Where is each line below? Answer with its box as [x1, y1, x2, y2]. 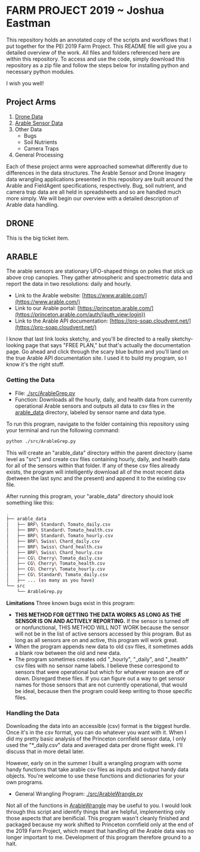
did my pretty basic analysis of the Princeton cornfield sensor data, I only [6, 735, 186, 742]
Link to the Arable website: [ [14, 292, 84, 299]
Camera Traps [23, 144, 59, 152]
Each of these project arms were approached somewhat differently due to [6, 162, 188, 170]
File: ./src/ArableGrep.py [14, 389, 76, 396]
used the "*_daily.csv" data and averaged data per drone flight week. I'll [6, 741, 183, 748]
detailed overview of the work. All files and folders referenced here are [6, 49, 180, 56]
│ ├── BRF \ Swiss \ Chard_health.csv [6, 544, 103, 550]
